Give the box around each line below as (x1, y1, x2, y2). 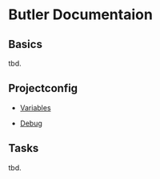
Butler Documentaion (8, 6, 154, 24)
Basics (8, 38, 42, 51)
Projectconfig (8, 82, 78, 95)
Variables (19, 102, 51, 113)
